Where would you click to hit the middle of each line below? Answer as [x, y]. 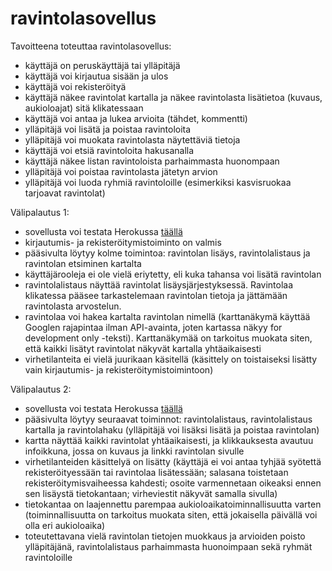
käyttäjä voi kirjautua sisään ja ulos [96, 76]
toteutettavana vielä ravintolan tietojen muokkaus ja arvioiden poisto [165, 536]
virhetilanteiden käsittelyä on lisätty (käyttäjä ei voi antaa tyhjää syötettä [173, 461]
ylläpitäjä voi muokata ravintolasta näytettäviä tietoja [132, 139]
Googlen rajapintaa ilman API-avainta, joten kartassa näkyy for [153, 327]
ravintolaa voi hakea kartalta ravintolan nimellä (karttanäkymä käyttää [167, 316]
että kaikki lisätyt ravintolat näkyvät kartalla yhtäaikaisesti [143, 348]
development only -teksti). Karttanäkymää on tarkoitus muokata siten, [168, 338]
